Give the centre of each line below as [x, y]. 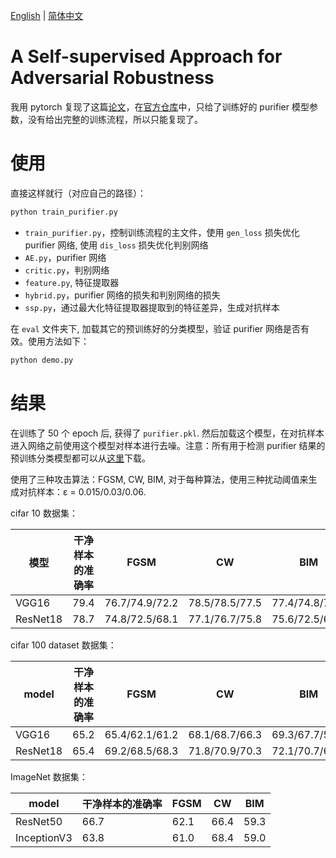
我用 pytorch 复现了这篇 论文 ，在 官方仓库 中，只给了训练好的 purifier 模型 [160, 106]
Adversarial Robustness [112, 78]
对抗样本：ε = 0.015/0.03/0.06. [82, 491]
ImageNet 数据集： [49, 776]
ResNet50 [39, 821]
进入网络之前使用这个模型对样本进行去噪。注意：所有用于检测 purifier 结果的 [168, 445]
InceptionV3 [44, 837]
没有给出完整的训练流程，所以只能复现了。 [115, 119]
